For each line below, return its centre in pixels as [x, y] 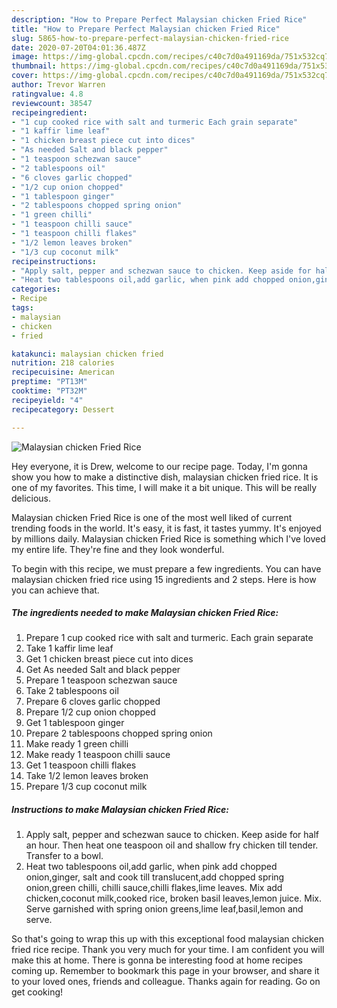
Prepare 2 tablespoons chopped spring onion [119, 733]
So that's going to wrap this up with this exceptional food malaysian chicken [167, 939]
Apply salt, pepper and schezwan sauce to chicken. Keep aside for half [172, 835]
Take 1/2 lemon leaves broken [87, 776]
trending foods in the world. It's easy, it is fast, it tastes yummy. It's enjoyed [166, 528]
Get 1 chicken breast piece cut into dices [109, 659]
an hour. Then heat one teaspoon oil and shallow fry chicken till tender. [172, 845]
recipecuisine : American [63, 372]
